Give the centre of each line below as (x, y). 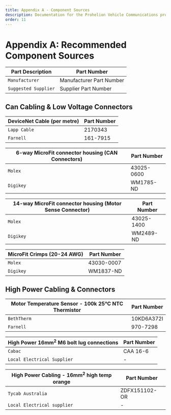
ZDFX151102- (139, 390)
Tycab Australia (27, 393)
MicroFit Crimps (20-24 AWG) (46, 254)
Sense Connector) (67, 210)
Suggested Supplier (31, 89)
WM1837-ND (105, 271)
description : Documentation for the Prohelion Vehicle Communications (82, 15)
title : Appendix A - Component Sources (48, 10)
